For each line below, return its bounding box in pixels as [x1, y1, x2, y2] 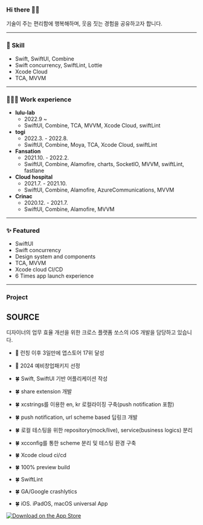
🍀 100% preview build [14, 463, 71, 470]
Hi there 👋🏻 [6, 5, 40, 14]
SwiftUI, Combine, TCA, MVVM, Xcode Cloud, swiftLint [24, 121, 161, 129]
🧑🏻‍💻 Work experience [6, 95, 71, 104]
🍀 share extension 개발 [14, 387, 72, 395]
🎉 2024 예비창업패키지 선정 [14, 362, 80, 369]
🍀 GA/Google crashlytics [14, 487, 77, 495]
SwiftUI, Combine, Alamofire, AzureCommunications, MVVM [24, 186, 175, 193]
